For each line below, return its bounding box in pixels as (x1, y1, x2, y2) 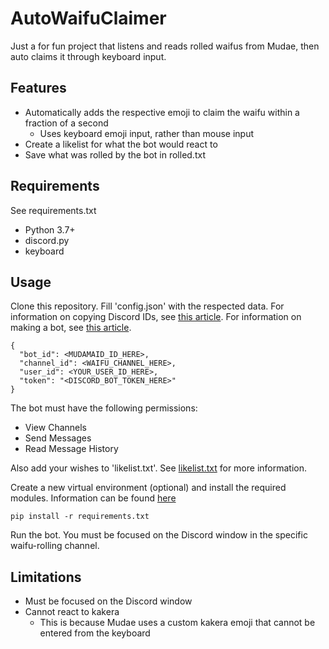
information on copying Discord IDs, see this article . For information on (10, 311, 302, 323)
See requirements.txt (10, 204, 97, 216)
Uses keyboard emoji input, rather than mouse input (39, 127, 255, 139)
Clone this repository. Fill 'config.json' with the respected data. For (10, 300, 285, 312)
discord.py (24, 234, 70, 246)
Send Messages (24, 432, 92, 444)
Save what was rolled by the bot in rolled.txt (24, 148, 206, 161)
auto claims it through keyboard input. (10, 50, 167, 62)
